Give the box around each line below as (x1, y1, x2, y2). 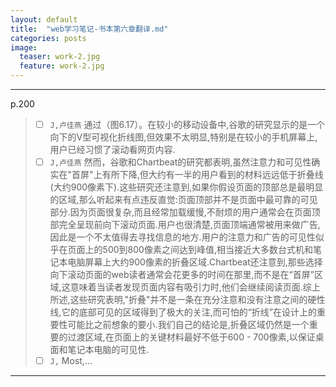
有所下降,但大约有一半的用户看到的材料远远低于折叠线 (101, 169, 324, 181)
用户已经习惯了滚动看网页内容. (49, 144, 176, 156)
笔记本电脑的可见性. (67, 344, 150, 356)
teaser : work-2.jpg (19, 52, 101, 62)
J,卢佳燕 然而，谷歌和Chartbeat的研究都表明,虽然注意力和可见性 (49, 156, 312, 168)
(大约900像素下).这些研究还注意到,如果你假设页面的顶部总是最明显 (49, 181, 324, 193)
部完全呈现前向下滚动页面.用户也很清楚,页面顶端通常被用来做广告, (49, 219, 321, 231)
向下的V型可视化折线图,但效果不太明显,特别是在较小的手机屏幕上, (49, 131, 318, 143)
